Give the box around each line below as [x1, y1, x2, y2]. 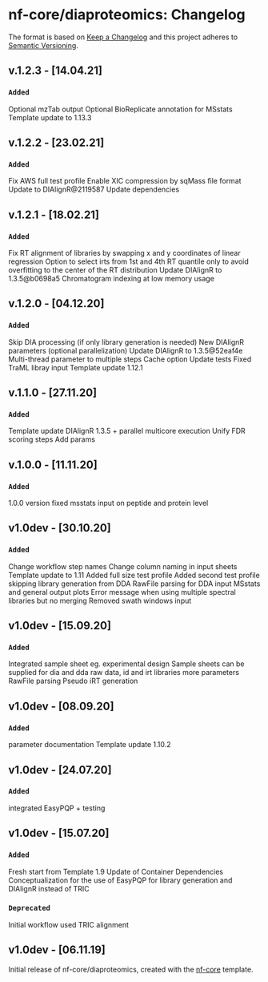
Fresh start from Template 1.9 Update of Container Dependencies [8, 867, 224, 876]
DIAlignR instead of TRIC [8, 883, 90, 893]
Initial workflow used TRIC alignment [8, 919, 130, 929]
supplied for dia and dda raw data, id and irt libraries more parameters [8, 668, 240, 677]
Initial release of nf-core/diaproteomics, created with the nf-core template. [8, 964, 254, 974]
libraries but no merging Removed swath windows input [8, 596, 192, 605]
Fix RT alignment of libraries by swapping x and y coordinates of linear [8, 249, 242, 257]
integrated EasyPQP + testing [8, 803, 106, 813]
